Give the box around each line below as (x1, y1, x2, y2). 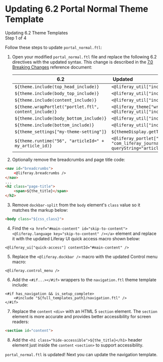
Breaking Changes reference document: (12, 64, 93, 70)
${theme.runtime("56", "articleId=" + (14, 138, 104, 144)
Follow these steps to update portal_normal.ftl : (5, 44, 102, 50)
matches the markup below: (12, 207, 68, 213)
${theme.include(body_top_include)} (14, 90, 99, 96)
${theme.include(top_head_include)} (14, 84, 99, 90)
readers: (12, 319, 29, 325)
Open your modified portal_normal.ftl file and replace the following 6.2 (12, 54, 157, 59)
